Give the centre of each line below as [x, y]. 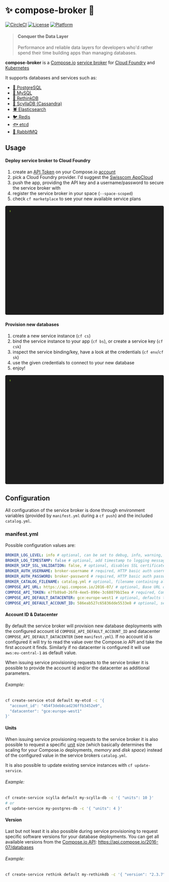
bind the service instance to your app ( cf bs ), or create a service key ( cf [88, 341]
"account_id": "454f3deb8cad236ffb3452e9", [56, 706]
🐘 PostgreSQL [27, 87]
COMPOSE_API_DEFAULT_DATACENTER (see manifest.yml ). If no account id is [79, 636]
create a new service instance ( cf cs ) [52, 336]
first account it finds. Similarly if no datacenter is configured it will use [77, 647]
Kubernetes [17, 68]
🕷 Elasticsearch [29, 109]
